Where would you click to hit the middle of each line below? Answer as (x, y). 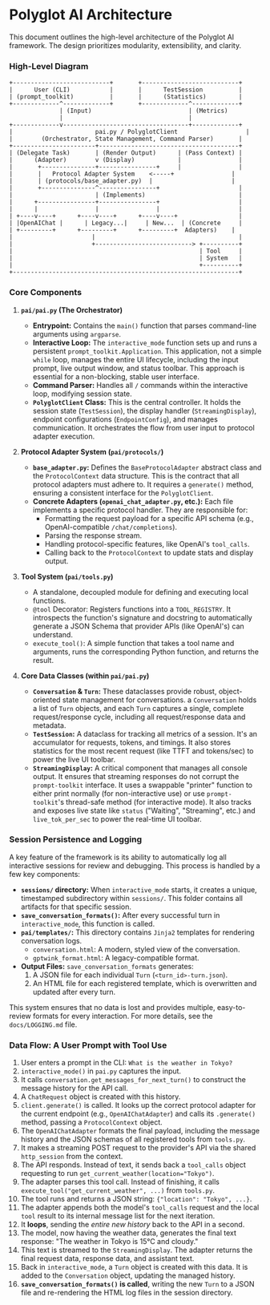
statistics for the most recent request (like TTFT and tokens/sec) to (143, 750)
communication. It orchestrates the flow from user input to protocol (143, 427)
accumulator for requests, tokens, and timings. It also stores (132, 742)
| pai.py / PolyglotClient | (129, 132)
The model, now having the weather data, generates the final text (129, 1233)
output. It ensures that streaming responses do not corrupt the (136, 776)
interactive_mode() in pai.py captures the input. (101, 1071)
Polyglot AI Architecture (91, 15)
